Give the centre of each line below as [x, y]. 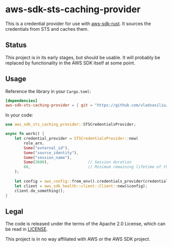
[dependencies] [21, 101]
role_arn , [34, 143]
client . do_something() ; [40, 191]
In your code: [19, 115]
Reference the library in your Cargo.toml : [48, 91]
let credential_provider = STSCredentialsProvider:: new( [77, 139]
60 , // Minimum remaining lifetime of [92, 167]
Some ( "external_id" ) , [47, 148]
